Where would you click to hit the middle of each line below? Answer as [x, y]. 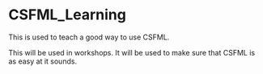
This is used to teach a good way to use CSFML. [89, 37]
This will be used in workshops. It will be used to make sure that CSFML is [132, 52]
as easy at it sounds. [43, 61]
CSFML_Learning [68, 15]
